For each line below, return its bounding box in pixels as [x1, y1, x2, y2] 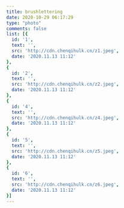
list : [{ [6, 31, 28, 37]
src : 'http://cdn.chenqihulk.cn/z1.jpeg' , [11, 48, 119, 54]
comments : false [6, 25, 47, 32]
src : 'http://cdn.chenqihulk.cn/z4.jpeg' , [11, 114, 119, 120]
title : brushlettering [6, 8, 63, 15]
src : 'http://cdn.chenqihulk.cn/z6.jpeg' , [11, 182, 119, 188]
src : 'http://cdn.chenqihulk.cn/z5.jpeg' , [11, 148, 119, 154]
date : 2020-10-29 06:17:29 [6, 14, 74, 20]
